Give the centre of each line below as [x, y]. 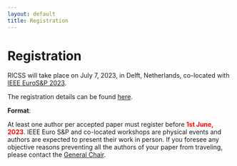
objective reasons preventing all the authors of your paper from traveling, [115, 147]
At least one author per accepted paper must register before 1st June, [111, 125]
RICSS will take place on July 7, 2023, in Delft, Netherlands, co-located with [118, 76]
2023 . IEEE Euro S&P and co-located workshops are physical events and [115, 132]
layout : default [31, 14]
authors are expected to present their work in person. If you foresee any [114, 140]
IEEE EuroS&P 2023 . [37, 83]
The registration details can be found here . [70, 97]
